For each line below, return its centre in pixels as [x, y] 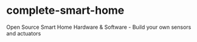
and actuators [24, 33]
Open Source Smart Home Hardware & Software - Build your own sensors [99, 27]
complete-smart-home [65, 10]
